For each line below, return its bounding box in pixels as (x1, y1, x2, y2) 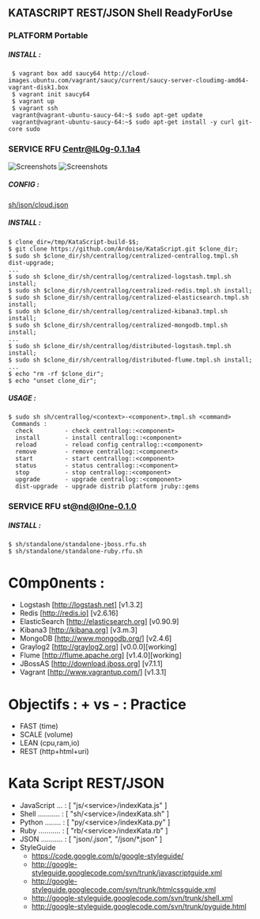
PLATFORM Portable (8, 30, 89, 41)
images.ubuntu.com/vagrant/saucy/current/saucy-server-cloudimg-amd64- (8, 77, 249, 85)
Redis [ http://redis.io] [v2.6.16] (19, 608, 119, 618)
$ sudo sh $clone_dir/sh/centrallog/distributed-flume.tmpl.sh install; (8, 356, 253, 364)
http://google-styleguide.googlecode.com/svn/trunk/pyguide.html (31, 902, 247, 911)
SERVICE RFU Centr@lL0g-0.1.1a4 (8, 144, 141, 155)
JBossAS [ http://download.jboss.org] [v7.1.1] (19, 659, 164, 668)
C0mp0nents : (8, 574, 105, 592)
